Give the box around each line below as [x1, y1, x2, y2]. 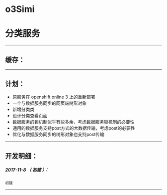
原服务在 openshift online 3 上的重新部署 [12, 94, 95, 100]
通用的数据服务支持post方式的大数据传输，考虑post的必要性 [12, 125, 135, 131]
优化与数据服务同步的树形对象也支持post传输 [12, 131, 104, 137]
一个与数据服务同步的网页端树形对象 [12, 100, 87, 106]
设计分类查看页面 [12, 112, 48, 118]
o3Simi [5, 3, 35, 15]
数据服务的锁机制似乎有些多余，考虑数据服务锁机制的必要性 [12, 119, 135, 125]
